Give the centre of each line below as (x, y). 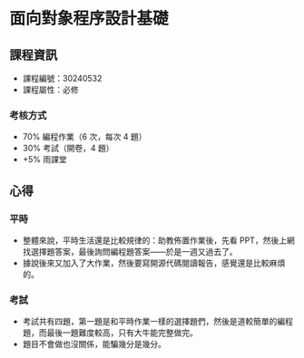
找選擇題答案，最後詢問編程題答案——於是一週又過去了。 (130, 251)
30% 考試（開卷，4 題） (68, 148)
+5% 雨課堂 (45, 160)
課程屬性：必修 (50, 90)
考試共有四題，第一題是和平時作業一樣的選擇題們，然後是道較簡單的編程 (157, 322)
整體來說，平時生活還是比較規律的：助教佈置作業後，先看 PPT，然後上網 (158, 240)
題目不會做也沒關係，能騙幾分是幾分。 (94, 344)
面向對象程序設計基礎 (89, 19)
